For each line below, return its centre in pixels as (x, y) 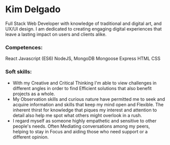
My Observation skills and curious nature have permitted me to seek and (89, 99)
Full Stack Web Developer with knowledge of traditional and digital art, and (83, 23)
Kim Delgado (33, 9)
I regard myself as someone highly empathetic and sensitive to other (84, 121)
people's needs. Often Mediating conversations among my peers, (81, 126)
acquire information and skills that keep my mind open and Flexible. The (88, 104)
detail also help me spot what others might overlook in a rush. (77, 115)
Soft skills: (19, 72)
